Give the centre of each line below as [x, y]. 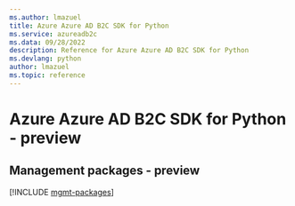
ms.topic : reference [48, 75]
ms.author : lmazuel [45, 17]
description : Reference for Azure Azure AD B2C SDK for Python [129, 51]
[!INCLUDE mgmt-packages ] [61, 192]
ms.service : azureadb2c [53, 34]
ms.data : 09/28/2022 [48, 42]
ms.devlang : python [45, 59]
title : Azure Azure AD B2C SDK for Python [89, 26]
